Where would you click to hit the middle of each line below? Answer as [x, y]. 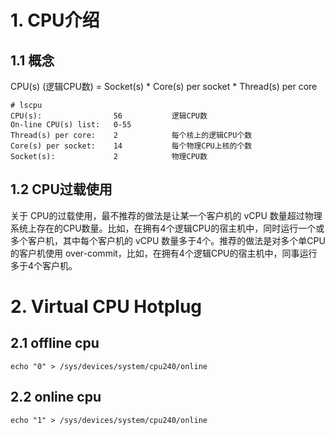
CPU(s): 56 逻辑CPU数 [109, 116]
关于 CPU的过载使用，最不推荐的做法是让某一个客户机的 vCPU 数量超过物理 [166, 215]
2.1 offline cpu [55, 343]
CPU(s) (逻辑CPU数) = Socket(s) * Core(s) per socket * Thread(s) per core [164, 86]
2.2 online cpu [56, 397]
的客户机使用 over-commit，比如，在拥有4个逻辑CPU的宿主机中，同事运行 [164, 253]
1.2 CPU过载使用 [61, 189]
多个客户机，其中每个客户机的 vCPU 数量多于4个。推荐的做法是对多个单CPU [168, 240]
